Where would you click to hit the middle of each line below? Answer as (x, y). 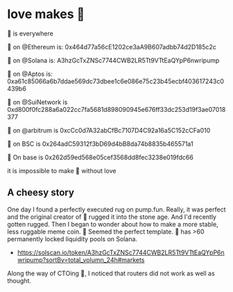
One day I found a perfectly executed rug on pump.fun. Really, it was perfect (116, 209)
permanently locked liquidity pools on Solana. (72, 238)
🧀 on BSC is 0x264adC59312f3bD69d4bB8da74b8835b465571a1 (100, 144)
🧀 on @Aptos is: (30, 74)
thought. (19, 280)
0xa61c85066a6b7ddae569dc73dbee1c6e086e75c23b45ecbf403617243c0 (115, 81)
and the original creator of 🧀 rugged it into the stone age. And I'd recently (112, 217)
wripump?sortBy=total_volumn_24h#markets (81, 259)
